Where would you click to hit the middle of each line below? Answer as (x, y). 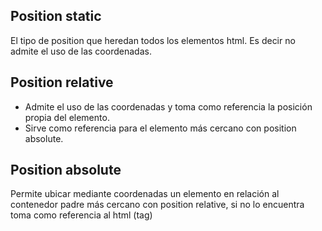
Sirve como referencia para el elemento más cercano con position (160, 128)
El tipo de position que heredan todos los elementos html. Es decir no (153, 40)
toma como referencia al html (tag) (81, 215)
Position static (56, 16)
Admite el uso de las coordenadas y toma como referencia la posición (168, 106)
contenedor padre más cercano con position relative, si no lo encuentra (157, 205)
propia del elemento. (67, 117)
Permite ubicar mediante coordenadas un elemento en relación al (145, 194)
